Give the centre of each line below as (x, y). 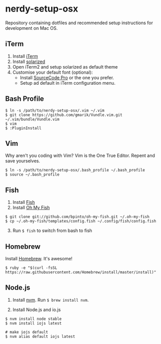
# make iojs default (27, 332)
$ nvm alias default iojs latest (40, 336)
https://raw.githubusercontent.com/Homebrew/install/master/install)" (81, 272)
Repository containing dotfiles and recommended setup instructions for (79, 23)
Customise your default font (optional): (53, 72)
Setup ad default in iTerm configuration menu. (68, 83)
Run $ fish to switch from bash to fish (52, 231)
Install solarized (29, 62)
